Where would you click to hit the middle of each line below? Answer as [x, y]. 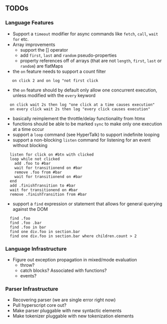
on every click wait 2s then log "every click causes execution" [80, 109]
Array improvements [34, 44]
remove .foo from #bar [38, 172]
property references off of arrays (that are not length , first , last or [91, 61]
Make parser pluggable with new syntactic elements [67, 311]
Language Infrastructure [36, 249]
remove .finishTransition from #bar [48, 194]
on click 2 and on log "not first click [55, 80]
